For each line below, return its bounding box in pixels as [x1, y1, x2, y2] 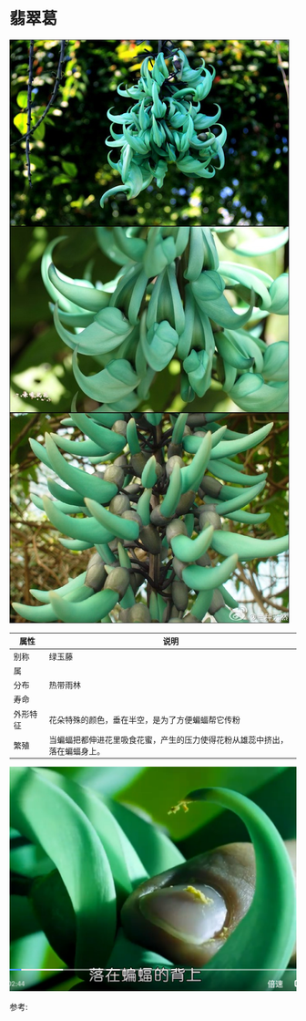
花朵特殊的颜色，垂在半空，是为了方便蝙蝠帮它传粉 [48, 714, 241, 725]
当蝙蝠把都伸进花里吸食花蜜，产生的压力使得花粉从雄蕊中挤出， [48, 734, 289, 745]
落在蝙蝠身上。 [48, 745, 106, 757]
